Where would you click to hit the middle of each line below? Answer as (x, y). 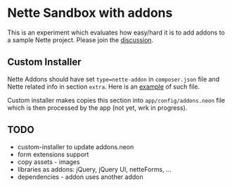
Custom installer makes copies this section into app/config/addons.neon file (116, 100)
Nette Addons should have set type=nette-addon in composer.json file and (114, 79)
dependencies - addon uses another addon (80, 177)
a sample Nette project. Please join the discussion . (80, 39)
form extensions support (53, 154)
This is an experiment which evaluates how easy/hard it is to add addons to (116, 32)
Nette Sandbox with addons (90, 13)
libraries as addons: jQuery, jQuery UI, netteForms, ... (94, 169)
